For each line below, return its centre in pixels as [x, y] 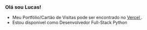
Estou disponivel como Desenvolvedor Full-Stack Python [70, 22]
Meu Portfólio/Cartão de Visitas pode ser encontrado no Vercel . [77, 18]
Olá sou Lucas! [23, 7]
